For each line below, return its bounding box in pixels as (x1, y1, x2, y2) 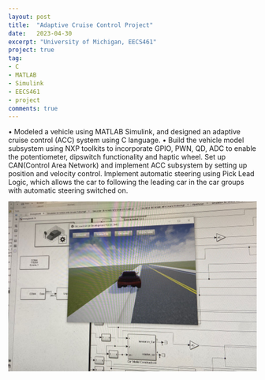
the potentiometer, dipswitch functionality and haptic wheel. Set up (8, 152, 226, 162)
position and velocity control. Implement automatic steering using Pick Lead (8, 169, 255, 179)
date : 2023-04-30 (8, 29, 73, 37)
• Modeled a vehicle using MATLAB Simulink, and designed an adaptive (8, 127, 241, 137)
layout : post (8, 13, 51, 21)
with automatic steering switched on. (8, 186, 129, 195)
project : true (8, 46, 55, 55)
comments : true (8, 104, 58, 112)
